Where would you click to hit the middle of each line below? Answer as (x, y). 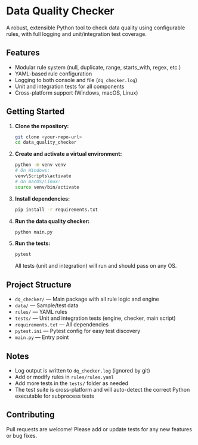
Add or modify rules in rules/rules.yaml (64, 377)
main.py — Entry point (42, 337)
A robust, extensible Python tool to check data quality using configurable (96, 28)
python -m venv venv (40, 165)
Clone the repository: (42, 126)
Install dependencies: (42, 198)
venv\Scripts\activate (43, 176)
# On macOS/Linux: (38, 181)
